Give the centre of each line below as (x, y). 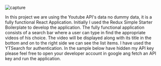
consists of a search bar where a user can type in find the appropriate (75, 33)
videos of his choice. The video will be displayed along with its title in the (78, 38)
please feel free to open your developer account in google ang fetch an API (81, 53)
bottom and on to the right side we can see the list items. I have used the (78, 43)
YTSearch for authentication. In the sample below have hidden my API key (80, 48)
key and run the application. (33, 58)
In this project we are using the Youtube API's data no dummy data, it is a (79, 17)
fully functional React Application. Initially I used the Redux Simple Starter (79, 22)
